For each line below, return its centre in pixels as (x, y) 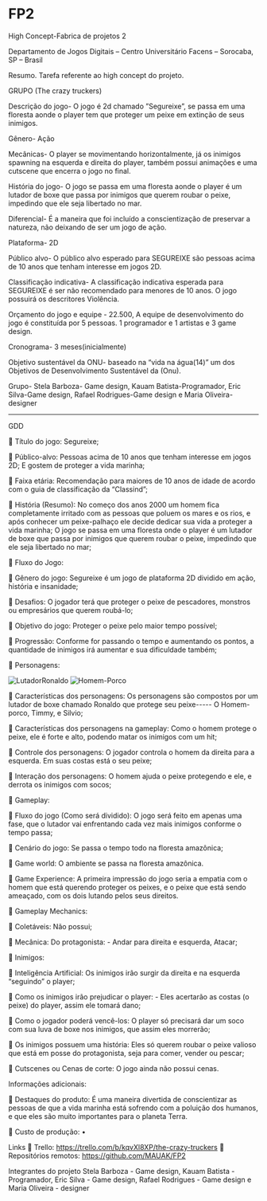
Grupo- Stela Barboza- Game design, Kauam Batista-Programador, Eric (125, 386)
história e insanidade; (43, 586)
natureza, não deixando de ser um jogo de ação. (87, 227)
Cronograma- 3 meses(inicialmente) (68, 347)
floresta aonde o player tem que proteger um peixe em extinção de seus (126, 114)
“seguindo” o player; (42, 981)
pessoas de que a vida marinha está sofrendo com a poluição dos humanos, (133, 1108)
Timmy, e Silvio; (57, 712)
